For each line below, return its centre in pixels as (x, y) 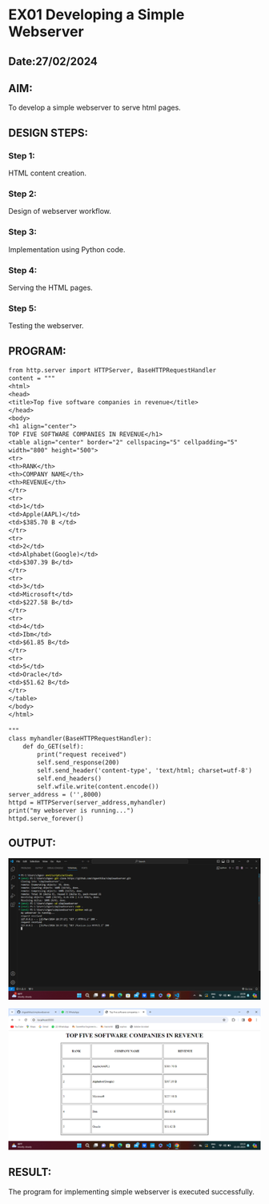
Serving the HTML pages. (51, 287)
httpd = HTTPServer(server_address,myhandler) (87, 803)
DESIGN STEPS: (48, 132)
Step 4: (23, 270)
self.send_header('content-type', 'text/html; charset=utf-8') (145, 771)
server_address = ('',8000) (55, 795)
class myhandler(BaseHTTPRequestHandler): (80, 739)
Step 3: (23, 232)
